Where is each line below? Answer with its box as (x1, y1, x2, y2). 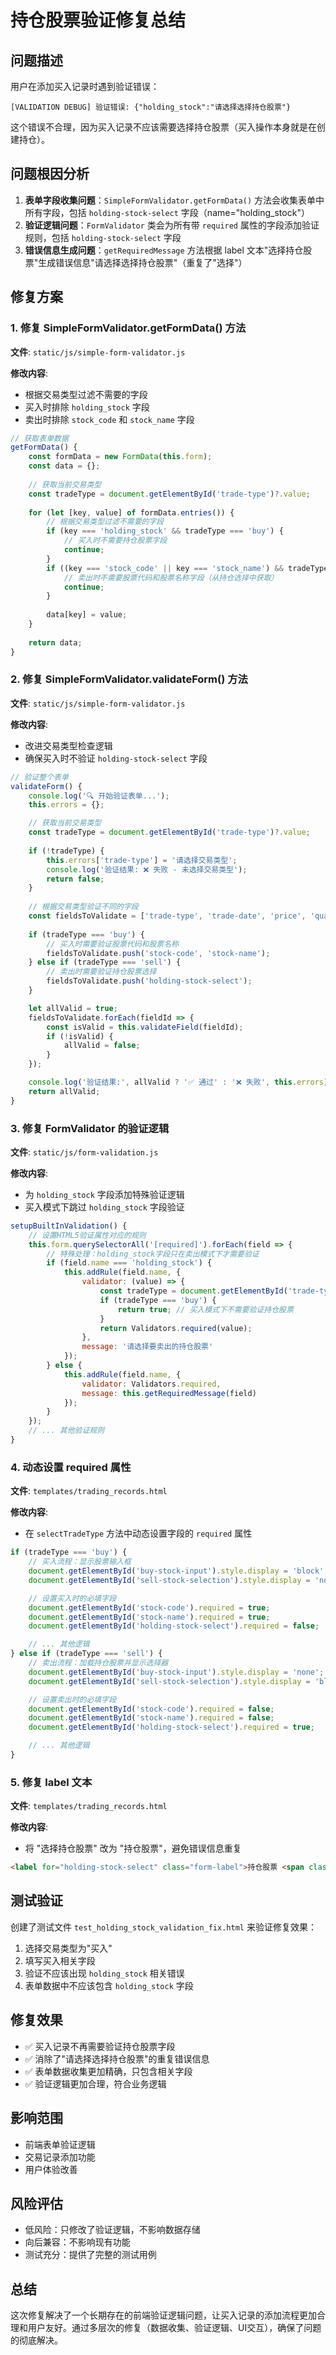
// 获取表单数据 (10, 433, 69, 443)
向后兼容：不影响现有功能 (24, 2236, 131, 2248)
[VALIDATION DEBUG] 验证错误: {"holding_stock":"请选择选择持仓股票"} (10, 102, 292, 112)
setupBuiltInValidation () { (10, 1221, 128, 1231)
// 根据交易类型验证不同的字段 (28, 902, 139, 912)
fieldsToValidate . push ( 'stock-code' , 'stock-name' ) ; (46, 948, 271, 958)
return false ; (46, 874, 105, 884)
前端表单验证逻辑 (24, 2138, 96, 2150)
